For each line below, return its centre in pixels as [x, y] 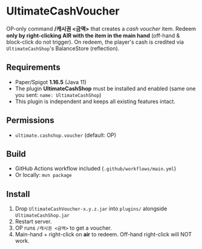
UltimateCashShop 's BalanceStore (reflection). [63, 48]
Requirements [33, 68]
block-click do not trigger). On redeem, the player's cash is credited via [95, 42]
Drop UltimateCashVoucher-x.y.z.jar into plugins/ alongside [91, 209]
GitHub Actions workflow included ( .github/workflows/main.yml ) [96, 168]
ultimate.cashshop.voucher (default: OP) [66, 135]
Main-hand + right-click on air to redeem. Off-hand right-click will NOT [103, 234]
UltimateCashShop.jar [42, 216]
